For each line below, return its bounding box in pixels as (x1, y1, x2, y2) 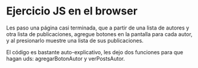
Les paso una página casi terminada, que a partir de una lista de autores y (6, 24, 190, 31)
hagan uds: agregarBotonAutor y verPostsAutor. (6, 55, 125, 62)
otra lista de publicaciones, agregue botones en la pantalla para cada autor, (6, 30, 193, 37)
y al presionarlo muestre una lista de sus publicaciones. (6, 37, 144, 44)
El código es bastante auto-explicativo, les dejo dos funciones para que (6, 48, 184, 55)
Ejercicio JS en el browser (6, 4, 138, 18)
